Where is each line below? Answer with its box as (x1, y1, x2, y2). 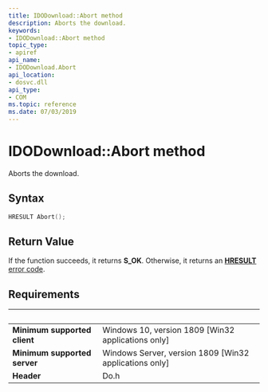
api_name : (8, 57, 41, 65)
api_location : (8, 71, 56, 79)
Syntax (8, 192, 45, 206)
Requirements (8, 288, 80, 301)
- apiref (8, 49, 37, 57)
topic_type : (8, 41, 48, 49)
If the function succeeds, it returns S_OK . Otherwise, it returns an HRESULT (8, 256, 257, 265)
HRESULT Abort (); (8, 213, 66, 221)
